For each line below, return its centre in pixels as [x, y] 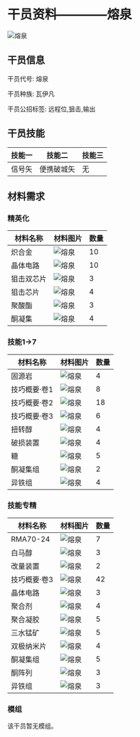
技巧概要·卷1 [32, 389]
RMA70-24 [31, 539]
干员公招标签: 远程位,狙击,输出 [52, 109]
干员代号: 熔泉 [28, 78]
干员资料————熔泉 [70, 15]
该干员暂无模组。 [32, 726]
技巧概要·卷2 [32, 402]
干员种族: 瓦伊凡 [31, 94]
